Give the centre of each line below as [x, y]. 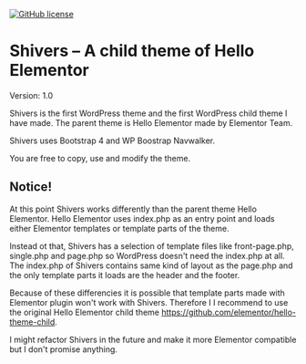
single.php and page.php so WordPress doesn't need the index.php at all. [147, 255]
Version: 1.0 [31, 95]
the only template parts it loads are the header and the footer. [125, 275]
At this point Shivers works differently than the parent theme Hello [133, 209]
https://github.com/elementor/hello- [229, 312]
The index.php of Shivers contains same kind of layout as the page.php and [151, 265]
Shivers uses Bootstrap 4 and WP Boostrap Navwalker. [112, 140]
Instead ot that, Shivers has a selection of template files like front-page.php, [152, 245]
